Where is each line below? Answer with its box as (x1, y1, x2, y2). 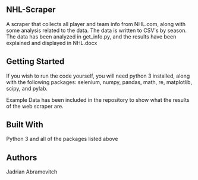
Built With (6, 120, 43, 130)
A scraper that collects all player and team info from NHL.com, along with (6, 20, 186, 27)
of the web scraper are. (6, 102, 64, 110)
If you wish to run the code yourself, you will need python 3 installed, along (6, 72, 190, 79)
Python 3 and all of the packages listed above (6, 136, 118, 143)
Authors (6, 152, 37, 162)
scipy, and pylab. (6, 85, 48, 92)
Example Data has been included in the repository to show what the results (6, 96, 190, 103)
